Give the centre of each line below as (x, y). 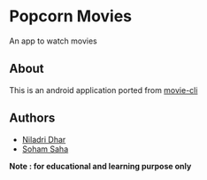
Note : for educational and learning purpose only (100, 166)
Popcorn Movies (71, 16)
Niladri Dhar (44, 139)
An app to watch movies (53, 41)
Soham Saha (45, 149)
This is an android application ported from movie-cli (103, 90)
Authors (32, 118)
